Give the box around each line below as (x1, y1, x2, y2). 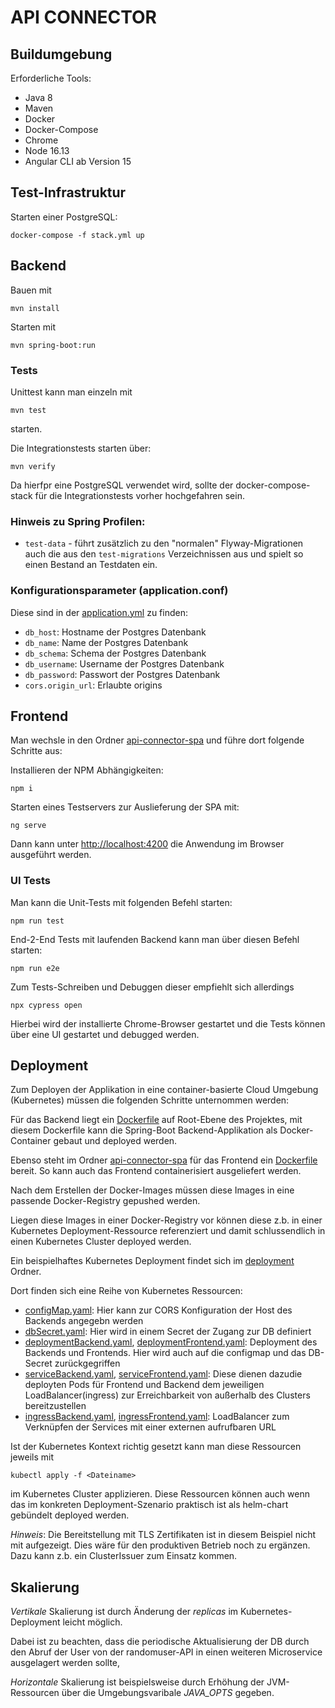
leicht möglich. (62, 1616, 123, 1628)
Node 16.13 (24, 145, 70, 156)
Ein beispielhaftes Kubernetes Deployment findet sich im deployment (10, 1255, 295, 1267)
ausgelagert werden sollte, (10, 1657, 121, 1669)
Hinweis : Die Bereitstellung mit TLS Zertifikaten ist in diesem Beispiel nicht (10, 1529, 317, 1541)
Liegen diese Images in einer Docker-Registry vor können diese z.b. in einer (10, 1214, 323, 1226)
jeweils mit (10, 1451, 55, 1463)
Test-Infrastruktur (10, 184, 127, 201)
